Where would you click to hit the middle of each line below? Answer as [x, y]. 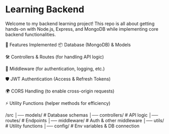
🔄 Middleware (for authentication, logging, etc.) [55, 69]
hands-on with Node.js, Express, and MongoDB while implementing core [82, 29]
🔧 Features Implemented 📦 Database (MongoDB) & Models [68, 44]
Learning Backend [45, 9]
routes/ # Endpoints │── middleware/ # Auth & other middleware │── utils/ [85, 120]
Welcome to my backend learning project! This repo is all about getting [80, 24]
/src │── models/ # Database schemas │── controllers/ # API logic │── [82, 115]
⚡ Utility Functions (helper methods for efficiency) [58, 103]
